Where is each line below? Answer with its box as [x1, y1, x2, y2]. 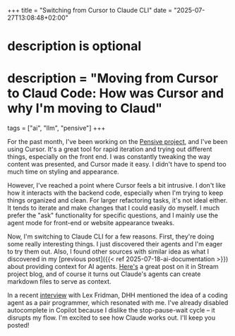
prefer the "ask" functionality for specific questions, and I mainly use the [7, 211, 219, 220]
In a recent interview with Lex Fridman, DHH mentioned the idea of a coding [7, 291, 228, 299]
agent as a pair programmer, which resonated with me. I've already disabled [7, 299, 229, 307]
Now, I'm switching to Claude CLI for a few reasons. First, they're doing [7, 232, 215, 241]
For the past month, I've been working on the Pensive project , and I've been [7, 138, 228, 146]
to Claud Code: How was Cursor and [7, 85, 224, 102]
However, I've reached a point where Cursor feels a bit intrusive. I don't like [7, 181, 226, 190]
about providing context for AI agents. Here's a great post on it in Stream [7, 263, 219, 271]
